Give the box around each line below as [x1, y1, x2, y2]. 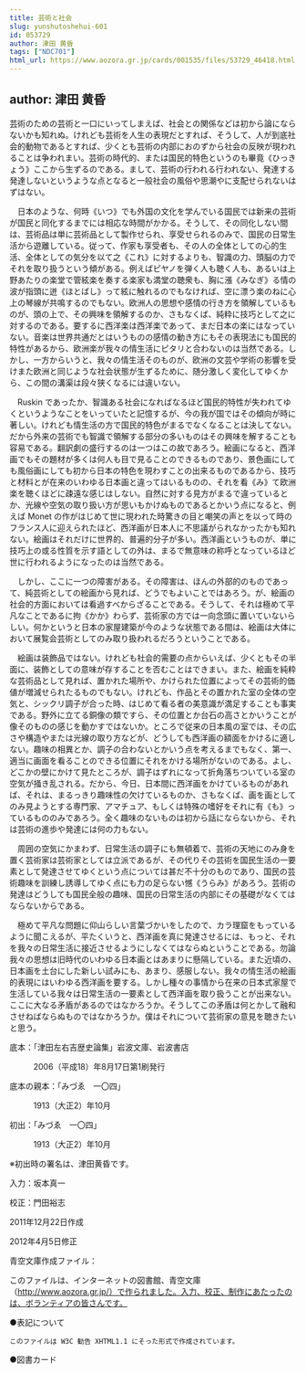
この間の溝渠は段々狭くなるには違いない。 [25, 376, 185, 388]
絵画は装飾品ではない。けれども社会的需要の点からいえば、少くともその [16, 652, 289, 663]
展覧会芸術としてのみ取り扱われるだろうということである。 [33, 632, 256, 644]
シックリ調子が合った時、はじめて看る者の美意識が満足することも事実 [33, 698, 297, 709]
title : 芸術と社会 [9, 13, 73, 23]
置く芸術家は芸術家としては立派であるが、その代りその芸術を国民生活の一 [9, 854, 289, 865]
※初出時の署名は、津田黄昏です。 [9, 1157, 134, 1169]
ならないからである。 [9, 900, 89, 911]
